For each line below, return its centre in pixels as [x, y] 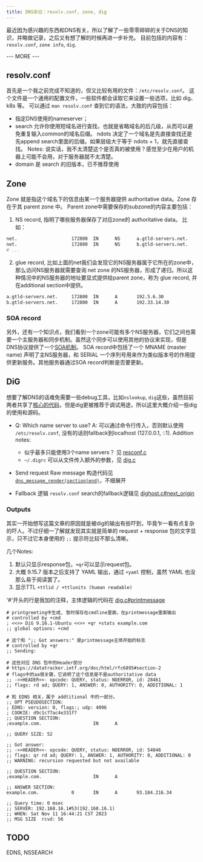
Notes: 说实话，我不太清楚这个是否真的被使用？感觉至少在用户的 [108, 149]
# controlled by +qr [32, 646]
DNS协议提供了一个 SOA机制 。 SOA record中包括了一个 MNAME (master [96, 347]
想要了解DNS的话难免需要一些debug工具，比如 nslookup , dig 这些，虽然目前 [100, 397]
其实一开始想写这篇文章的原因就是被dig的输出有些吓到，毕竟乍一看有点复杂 [101, 524]
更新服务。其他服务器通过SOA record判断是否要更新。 [79, 362]
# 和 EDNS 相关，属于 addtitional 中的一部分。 [62, 697]
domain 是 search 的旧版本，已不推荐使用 [67, 164]
